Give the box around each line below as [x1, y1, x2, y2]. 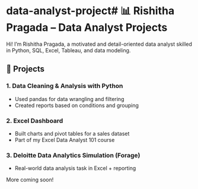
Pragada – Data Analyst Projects [6, 21, 168, 34]
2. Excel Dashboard [6, 116, 63, 125]
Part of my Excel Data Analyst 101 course [14, 136, 115, 143]
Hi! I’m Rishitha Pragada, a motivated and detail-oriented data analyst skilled [6, 40, 193, 48]
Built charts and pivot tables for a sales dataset [14, 130, 130, 137]
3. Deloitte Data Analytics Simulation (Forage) [6, 151, 140, 159]
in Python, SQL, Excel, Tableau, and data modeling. [6, 46, 131, 53]
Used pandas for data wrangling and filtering [14, 95, 124, 102]
